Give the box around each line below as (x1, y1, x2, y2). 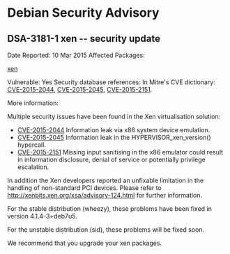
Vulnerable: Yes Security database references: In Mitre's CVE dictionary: (7, 78, 216, 86)
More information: (7, 99, 59, 107)
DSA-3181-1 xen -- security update (7, 33, 160, 45)
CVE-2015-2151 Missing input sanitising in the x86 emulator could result (17, 148, 224, 156)
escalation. (17, 163, 49, 171)
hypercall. (17, 141, 47, 149)
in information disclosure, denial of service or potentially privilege (17, 155, 206, 164)
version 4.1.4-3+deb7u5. (7, 212, 78, 220)
